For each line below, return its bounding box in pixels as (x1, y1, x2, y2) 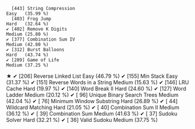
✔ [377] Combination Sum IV (6, 37, 76, 42)
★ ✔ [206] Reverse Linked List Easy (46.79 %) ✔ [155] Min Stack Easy (6, 72, 178, 80)
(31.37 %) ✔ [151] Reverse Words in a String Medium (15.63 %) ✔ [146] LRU (6, 79, 189, 85)
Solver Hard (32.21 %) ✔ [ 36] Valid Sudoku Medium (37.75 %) (6, 117, 158, 123)
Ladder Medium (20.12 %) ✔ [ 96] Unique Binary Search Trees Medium (6, 91, 179, 98)
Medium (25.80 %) (6, 31, 49, 37)
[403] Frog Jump (11, 16, 51, 22)
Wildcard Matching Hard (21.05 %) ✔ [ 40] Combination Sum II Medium (6, 104, 180, 111)
